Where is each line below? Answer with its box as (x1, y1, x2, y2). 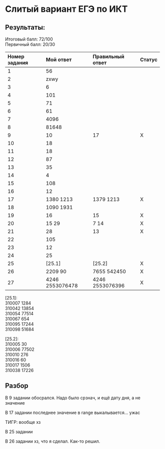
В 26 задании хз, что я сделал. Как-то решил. (5, 438, 101, 444)
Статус (139, 56, 158, 63)
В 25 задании (5, 428, 33, 435)
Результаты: (5, 23, 46, 32)
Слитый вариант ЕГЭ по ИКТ (5, 3, 128, 15)
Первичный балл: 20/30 (5, 41, 55, 47)
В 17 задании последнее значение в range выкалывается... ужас (5, 410, 140, 415)
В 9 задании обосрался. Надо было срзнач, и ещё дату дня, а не (5, 395, 141, 401)
